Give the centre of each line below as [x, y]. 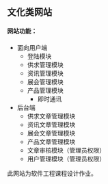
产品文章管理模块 [51, 142]
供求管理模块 [45, 64]
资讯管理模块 [45, 73]
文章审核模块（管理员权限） [66, 150]
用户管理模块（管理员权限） [66, 159]
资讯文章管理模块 [51, 124]
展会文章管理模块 [51, 133]
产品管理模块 [45, 90]
